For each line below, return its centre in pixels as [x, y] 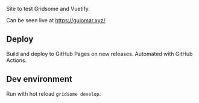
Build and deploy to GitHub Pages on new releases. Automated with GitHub [99, 54]
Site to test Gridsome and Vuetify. [48, 9]
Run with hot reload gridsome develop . [54, 93]
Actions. [17, 60]
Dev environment [39, 79]
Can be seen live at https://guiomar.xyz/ [56, 20]
